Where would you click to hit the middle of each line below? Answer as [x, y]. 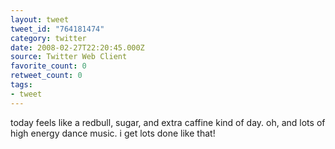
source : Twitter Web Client [69, 57]
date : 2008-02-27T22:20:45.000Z [77, 47]
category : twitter [48, 38]
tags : [21, 85]
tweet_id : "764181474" [57, 29]
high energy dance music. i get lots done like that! [113, 133]
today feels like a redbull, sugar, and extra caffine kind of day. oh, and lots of [168, 122]
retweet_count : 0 [46, 76]
